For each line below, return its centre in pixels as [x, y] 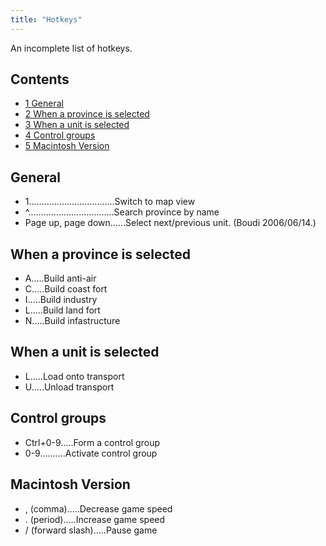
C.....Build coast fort [66, 289]
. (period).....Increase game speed [95, 519]
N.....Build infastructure [72, 321]
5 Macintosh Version [67, 146]
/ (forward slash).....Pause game [91, 530]
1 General [44, 103]
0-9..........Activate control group [91, 453]
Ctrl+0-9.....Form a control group [92, 442]
